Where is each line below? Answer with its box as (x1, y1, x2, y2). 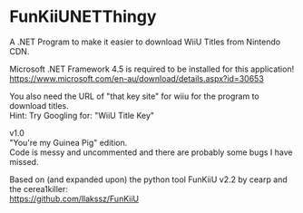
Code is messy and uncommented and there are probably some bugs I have (9, 147, 293, 158)
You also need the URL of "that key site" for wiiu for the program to (9, 91, 260, 102)
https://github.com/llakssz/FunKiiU (9, 193, 139, 204)
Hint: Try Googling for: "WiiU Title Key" (9, 110, 155, 121)
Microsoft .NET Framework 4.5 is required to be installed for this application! (9, 63, 295, 74)
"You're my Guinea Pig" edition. (9, 137, 128, 148)
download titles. (9, 100, 70, 111)
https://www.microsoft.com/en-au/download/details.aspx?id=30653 (9, 73, 265, 83)
